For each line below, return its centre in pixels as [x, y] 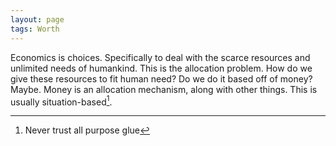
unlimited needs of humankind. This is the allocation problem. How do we [161, 68]
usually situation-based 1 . [61, 101]
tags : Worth [35, 29]
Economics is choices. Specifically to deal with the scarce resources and [160, 57]
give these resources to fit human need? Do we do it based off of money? [161, 78]
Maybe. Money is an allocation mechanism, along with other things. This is [164, 89]
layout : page [37, 19]
